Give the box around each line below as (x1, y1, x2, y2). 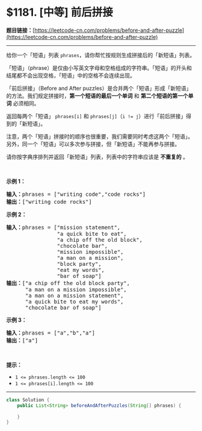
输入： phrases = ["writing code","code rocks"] (6, 190, 146, 198)
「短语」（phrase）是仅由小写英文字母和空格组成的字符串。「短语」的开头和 (6, 64, 192, 71)
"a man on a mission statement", (25, 292, 124, 299)
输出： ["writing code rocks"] (6, 198, 92, 205)
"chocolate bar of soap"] (25, 304, 102, 311)
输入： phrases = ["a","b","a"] (6, 329, 95, 336)
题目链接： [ (6, 27, 35, 34)
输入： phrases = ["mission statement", (6, 224, 121, 231)
